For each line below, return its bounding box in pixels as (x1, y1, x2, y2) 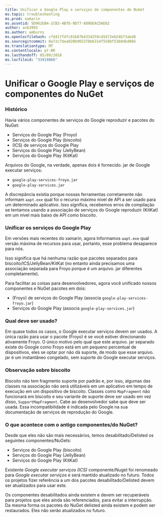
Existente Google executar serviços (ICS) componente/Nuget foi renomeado (5, 467, 158, 473)
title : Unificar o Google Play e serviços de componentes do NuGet (5, 7, 145, 12)
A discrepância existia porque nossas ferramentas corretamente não (5, 191, 143, 197)
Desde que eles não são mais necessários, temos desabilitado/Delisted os (5, 432, 154, 438)
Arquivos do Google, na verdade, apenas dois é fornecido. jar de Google (5, 162, 150, 168)
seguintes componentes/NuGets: (5, 437, 72, 443)
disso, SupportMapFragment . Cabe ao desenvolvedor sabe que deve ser (5, 399, 146, 405)
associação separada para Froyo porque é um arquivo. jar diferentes (5, 266, 143, 272)
